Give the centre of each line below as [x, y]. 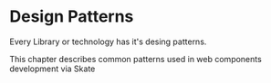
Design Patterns [72, 17]
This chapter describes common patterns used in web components [135, 59]
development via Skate [52, 69]
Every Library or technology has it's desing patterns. [108, 41]
